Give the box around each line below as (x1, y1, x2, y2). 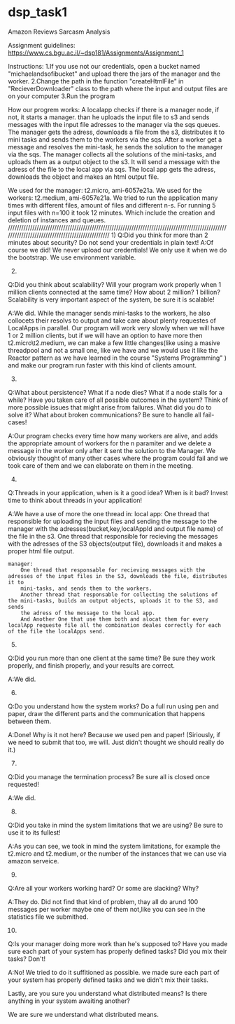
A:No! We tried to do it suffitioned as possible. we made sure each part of (8, 968, 220, 976)
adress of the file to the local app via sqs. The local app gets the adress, (8, 165, 216, 173)
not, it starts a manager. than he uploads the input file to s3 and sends (8, 113, 210, 121)
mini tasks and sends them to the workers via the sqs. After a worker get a (8, 135, 222, 144)
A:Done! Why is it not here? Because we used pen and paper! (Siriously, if (8, 730, 221, 739)
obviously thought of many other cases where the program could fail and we (8, 454, 229, 462)
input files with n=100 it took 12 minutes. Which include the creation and (8, 208, 215, 217)
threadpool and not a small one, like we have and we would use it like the (8, 346, 218, 354)
